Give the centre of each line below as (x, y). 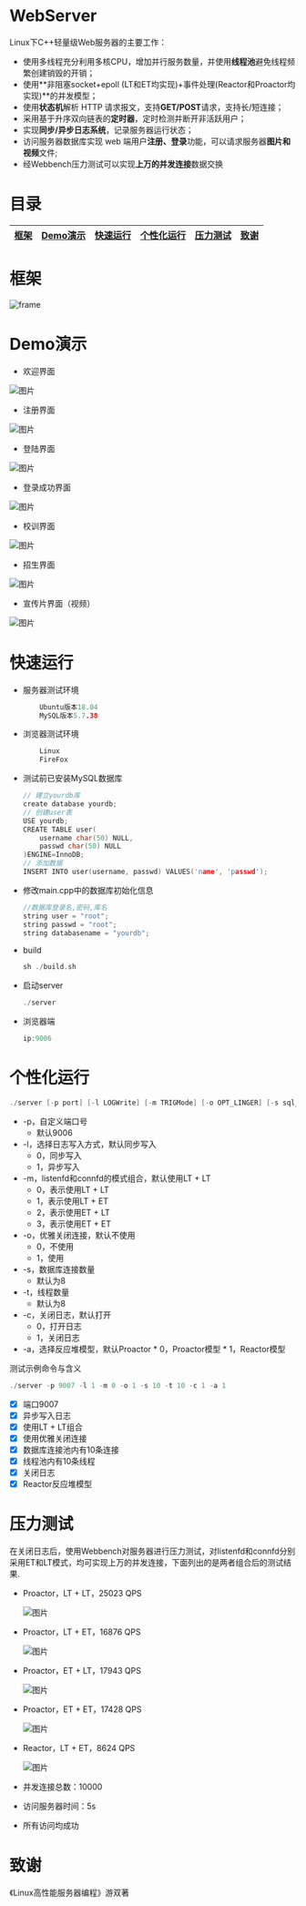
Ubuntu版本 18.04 (69, 707)
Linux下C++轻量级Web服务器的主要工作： (88, 42)
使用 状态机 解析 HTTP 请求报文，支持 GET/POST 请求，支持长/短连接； (153, 107)
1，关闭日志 (58, 1337)
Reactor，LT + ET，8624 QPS (79, 1748)
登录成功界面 (46, 487)
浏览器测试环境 (51, 734)
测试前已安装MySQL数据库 (72, 779)
